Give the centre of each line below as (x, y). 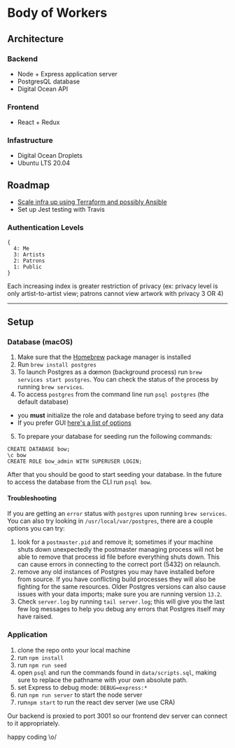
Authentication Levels (45, 228)
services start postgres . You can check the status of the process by (118, 379)
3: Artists (29, 254)
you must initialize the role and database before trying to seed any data (120, 416)
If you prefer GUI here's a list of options (74, 423)
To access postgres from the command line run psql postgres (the (113, 395)
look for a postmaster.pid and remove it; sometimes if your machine (115, 542)
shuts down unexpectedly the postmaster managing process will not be (120, 550)
